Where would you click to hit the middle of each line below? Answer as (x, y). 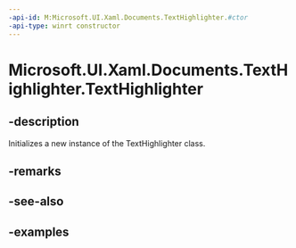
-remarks (35, 171)
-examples (39, 231)
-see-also (36, 202)
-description (44, 122)
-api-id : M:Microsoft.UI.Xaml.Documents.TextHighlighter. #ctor (128, 17)
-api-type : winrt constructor (65, 26)
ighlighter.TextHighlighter (106, 89)
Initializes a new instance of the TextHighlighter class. (107, 143)
